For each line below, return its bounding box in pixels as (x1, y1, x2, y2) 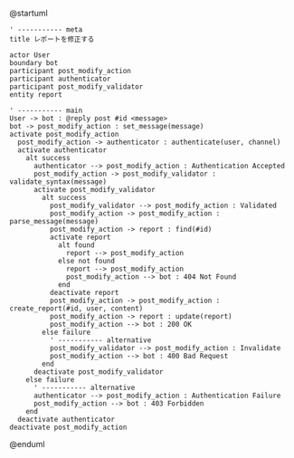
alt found (57, 241, 95, 250)
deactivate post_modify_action (9, 423, 128, 432)
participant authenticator (9, 74, 111, 83)
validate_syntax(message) (9, 177, 107, 186)
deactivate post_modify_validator (33, 367, 165, 377)
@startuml (9, 8, 48, 18)
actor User (9, 51, 51, 60)
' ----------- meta (9, 25, 83, 34)
